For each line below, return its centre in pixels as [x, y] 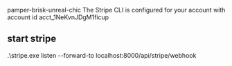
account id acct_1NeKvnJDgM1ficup [58, 17]
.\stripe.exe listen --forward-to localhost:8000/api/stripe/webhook [102, 55]
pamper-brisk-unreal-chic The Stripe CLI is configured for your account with [116, 10]
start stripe [32, 39]
